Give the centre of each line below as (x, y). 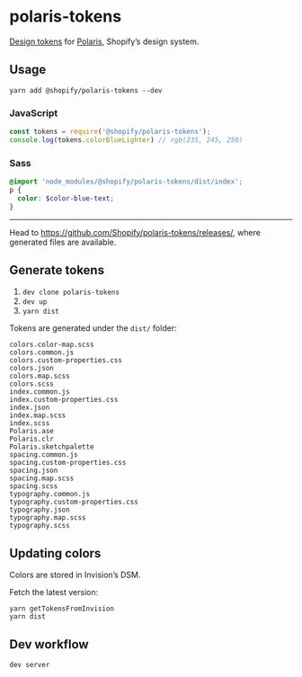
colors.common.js (42, 352)
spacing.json (34, 471)
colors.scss (31, 384)
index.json (30, 408)
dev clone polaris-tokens (71, 293)
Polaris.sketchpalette (52, 447)
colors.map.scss (40, 376)
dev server (30, 665)
